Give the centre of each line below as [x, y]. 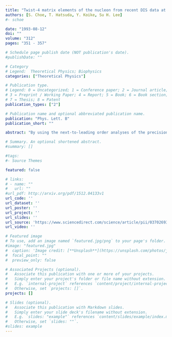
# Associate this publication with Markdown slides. [65, 307]
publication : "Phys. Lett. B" [38, 119]
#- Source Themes [24, 161]
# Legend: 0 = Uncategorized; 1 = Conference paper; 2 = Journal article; [87, 90]
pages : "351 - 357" [26, 43]
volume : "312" [20, 39]
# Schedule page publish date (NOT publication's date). [67, 52]
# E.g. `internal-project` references [49, 284]
